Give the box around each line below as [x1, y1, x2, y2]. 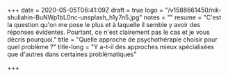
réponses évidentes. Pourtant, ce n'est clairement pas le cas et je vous [7, 28, 210, 36]
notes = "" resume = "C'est [143, 13, 222, 22]
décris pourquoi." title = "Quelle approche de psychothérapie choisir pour [7, 35, 218, 44]
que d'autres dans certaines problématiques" [7, 50, 137, 58]
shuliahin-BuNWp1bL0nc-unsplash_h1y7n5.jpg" [7, 13, 142, 22]
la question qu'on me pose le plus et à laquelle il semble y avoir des [7, 21, 200, 28]
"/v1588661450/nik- [164, 6, 222, 14]
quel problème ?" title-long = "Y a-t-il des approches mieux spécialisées [7, 43, 214, 51]
